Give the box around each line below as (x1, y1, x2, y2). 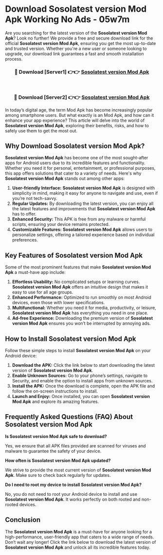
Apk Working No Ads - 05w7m (5, 14, 130, 25)
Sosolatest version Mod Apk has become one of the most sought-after (5, 155, 148, 161)
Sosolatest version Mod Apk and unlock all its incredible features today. (5, 544, 151, 550)
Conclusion (5, 516, 41, 524)
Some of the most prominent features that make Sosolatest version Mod (5, 264, 151, 270)
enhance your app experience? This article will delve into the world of (5, 117, 145, 123)
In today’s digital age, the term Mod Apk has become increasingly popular (5, 107, 153, 113)
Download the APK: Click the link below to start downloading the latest (12, 362, 155, 368)
